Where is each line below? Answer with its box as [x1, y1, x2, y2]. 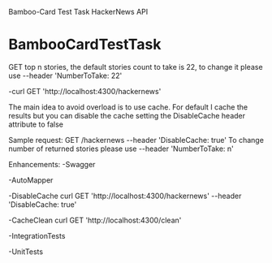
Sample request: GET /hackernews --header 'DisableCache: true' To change [8, 135, 264, 144]
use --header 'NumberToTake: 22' [8, 71, 123, 80]
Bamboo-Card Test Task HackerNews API [8, 7, 149, 16]
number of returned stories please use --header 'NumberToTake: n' [8, 144, 234, 153]
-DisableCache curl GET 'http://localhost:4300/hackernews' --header [8, 191, 242, 200]
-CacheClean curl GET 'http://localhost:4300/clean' [8, 215, 182, 225]
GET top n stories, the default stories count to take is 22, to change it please [8, 62, 263, 71]
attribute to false [8, 119, 63, 129]
